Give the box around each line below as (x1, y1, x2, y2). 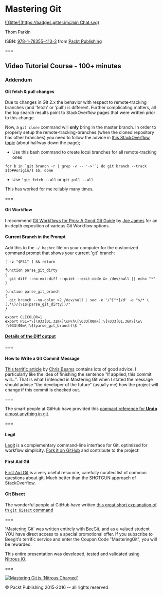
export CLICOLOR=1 (5, 315, 42, 319)
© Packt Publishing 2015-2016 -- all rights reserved (5, 584, 109, 590)
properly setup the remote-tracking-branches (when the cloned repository (5, 130, 155, 135)
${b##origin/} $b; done (5, 168, 54, 173)
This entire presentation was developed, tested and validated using (5, 551, 140, 557)
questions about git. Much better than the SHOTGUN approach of (5, 475, 136, 481)
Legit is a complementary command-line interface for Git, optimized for (5, 442, 148, 448)
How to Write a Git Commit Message (5, 355, 80, 361)
